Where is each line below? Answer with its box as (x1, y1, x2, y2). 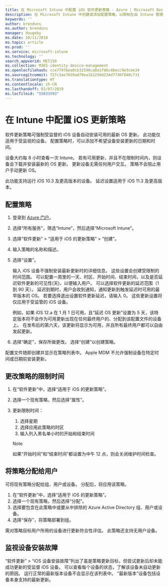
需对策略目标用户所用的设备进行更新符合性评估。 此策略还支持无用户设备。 (5, 527, 160, 533)
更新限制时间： (12, 407, 43, 413)
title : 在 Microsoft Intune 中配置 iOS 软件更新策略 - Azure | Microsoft (5, 7, 154, 13)
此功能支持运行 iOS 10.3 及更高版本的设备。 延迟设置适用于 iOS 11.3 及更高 (5, 178, 158, 184)
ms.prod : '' (5, 45, 30, 50)
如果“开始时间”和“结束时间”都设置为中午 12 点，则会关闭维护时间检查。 (12, 451, 159, 457)
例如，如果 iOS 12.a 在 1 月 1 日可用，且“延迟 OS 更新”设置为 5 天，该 (12, 310, 154, 316)
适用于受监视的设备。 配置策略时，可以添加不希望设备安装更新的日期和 (5, 138, 151, 144)
